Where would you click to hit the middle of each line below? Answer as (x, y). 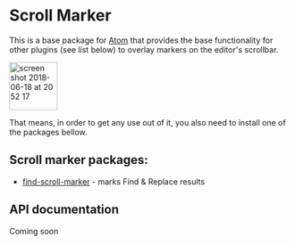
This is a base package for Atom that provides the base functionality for (141, 40)
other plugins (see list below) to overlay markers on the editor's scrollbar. (144, 49)
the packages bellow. (48, 132)
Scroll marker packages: (79, 160)
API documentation (64, 210)
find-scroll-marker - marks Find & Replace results (114, 181)
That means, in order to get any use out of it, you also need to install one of (147, 122)
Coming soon (34, 231)
